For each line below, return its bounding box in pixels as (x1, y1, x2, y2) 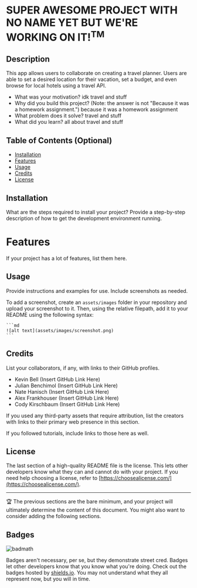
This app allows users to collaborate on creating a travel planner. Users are (6, 70, 187, 77)
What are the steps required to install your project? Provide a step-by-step (6, 208, 186, 215)
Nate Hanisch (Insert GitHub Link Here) (14, 388, 110, 395)
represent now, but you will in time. (6, 576, 91, 583)
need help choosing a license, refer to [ (6, 475, 101, 482)
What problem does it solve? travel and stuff (14, 112, 122, 119)
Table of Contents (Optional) (6, 136, 113, 146)
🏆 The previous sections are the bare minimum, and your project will (6, 498, 173, 505)
